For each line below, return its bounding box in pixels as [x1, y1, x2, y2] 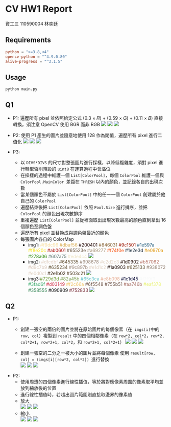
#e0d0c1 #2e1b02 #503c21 [28, 270, 85, 276]
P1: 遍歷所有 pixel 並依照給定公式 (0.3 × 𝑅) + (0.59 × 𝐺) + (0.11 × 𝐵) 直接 [12, 115, 163, 121]
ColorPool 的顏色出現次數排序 [20, 210, 83, 216]
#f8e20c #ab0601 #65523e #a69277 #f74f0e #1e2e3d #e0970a [28, 247, 163, 253]
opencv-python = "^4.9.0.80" [5, 54, 67, 59]
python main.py [5, 86, 38, 92]
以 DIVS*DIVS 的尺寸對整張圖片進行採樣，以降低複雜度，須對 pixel [20, 159, 158, 165]
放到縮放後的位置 [20, 385, 57, 391]
